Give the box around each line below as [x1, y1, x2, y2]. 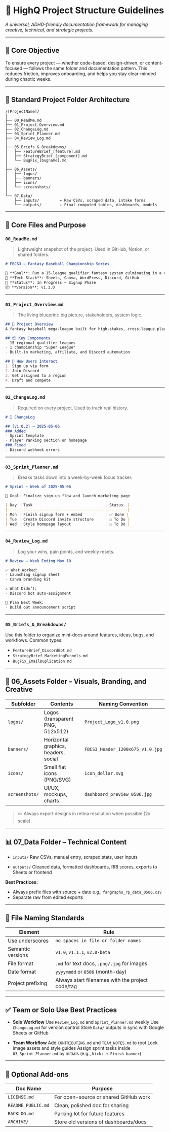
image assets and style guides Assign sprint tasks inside [12, 1045, 131, 1051]
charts [44, 797, 59, 804]
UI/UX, [44, 784, 60, 791]
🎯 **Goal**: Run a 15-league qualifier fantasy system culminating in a [5, 271, 162, 276]
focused [5, 65, 23, 71]
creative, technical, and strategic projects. [5, 26, 94, 33]
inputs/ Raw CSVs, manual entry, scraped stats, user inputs [12, 854, 138, 860]
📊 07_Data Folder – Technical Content [5, 838, 127, 847]
